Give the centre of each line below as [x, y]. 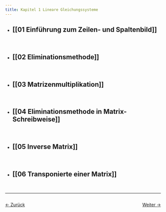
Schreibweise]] [36, 120]
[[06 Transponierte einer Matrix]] [64, 174]
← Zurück [15, 205]
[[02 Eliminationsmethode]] [56, 57]
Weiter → [152, 205]
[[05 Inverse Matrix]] [45, 147]
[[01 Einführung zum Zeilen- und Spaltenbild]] [84, 30]
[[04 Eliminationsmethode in [57, 112]
